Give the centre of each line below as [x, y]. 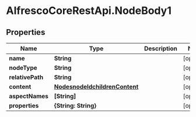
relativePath [26, 77]
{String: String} [75, 106]
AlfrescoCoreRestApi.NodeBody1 [89, 11]
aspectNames [29, 96]
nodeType [23, 68]
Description [161, 49]
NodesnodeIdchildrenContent [96, 87]
